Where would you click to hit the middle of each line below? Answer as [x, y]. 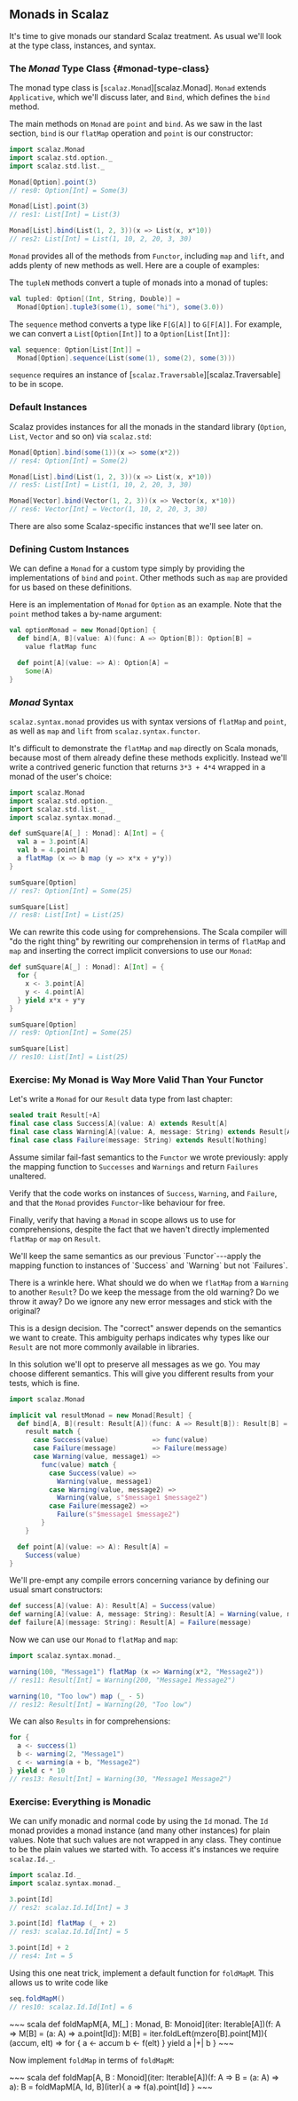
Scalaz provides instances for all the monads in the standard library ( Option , [148, 426]
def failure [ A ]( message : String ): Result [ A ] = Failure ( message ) [130, 1623]
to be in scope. [36, 385]
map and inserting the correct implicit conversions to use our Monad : [131, 951]
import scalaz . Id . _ [45, 1875]
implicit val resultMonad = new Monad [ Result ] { [101, 1415]
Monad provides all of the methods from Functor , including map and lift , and [147, 256]
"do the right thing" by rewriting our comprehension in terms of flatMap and [147, 941]
